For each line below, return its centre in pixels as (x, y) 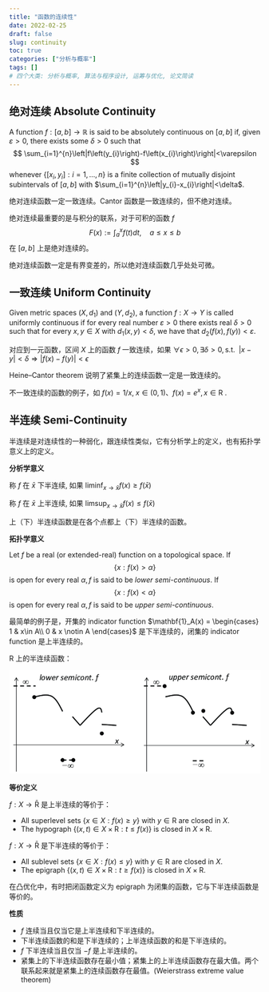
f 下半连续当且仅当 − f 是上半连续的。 (81, 951)
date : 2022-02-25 (38, 25)
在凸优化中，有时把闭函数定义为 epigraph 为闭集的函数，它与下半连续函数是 (134, 887)
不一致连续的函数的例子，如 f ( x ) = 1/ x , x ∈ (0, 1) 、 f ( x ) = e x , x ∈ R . (118, 392)
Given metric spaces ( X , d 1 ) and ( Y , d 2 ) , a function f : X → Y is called (121, 313)
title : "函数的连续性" (43, 17)
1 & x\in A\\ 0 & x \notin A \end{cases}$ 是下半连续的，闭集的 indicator (125, 632)
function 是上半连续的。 (48, 641)
